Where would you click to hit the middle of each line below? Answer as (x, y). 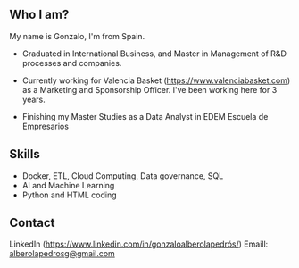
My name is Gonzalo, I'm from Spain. (77, 36)
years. (34, 99)
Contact (32, 223)
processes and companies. (72, 63)
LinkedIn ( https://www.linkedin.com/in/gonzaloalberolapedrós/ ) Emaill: (139, 244)
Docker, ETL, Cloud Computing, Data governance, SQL (123, 176)
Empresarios (46, 126)
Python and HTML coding (70, 195)
